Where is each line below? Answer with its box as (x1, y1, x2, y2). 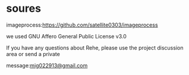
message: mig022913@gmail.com (6, 61, 88, 69)
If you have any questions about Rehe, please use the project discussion (6, 44, 184, 51)
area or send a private (6, 50, 61, 57)
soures (6, 2, 42, 15)
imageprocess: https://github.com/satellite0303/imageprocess (6, 21, 159, 28)
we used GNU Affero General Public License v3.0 (6, 32, 127, 40)
